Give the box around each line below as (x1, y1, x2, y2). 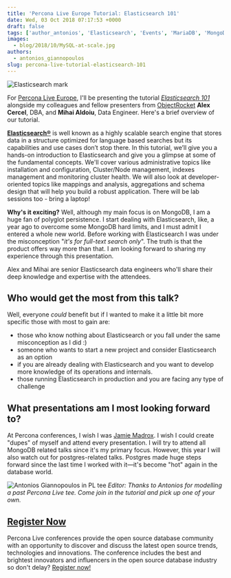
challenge (16, 383, 45, 391)
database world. (7, 468, 54, 476)
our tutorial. (7, 115, 40, 124)
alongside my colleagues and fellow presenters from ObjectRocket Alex (7, 100, 211, 109)
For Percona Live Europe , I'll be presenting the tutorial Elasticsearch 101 (7, 94, 210, 102)
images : (7, 36, 30, 43)
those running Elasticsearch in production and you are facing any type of (16, 375, 224, 383)
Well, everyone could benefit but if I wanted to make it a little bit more (7, 310, 204, 319)
